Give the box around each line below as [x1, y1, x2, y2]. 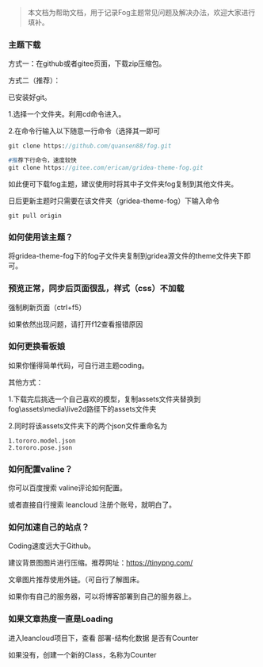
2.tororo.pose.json [8, 443, 73, 451]
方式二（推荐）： [8, 75, 61, 86]
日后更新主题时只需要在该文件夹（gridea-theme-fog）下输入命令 [8, 196, 220, 205]
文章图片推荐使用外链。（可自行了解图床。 [8, 575, 144, 585]
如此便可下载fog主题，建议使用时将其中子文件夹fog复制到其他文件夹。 [8, 178, 238, 189]
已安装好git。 [8, 93, 51, 102]
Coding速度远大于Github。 [8, 541, 95, 550]
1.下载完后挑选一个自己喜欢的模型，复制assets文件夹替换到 [8, 394, 201, 404]
